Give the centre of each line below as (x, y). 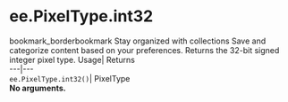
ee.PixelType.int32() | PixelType (70, 78)
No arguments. (38, 88)
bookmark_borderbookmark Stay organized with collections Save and (138, 41)
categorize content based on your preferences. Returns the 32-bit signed (144, 50)
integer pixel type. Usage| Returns (72, 59)
